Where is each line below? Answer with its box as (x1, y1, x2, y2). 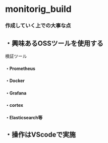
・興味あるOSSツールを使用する (5, 39, 104, 48)
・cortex (5, 102, 23, 108)
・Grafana (5, 90, 27, 96)
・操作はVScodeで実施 (5, 131, 76, 139)
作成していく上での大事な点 (5, 22, 71, 29)
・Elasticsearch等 (5, 114, 43, 120)
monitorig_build (5, 3, 72, 15)
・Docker (5, 78, 25, 84)
